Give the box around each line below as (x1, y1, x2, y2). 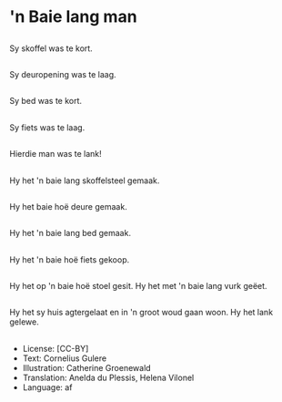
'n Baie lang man (9, 6, 138, 27)
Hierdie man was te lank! (9, 149, 102, 160)
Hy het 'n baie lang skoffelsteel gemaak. (9, 175, 160, 186)
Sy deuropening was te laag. (9, 68, 116, 79)
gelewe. (9, 316, 39, 327)
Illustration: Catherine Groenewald (22, 362, 152, 373)
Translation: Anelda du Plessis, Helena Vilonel (22, 372, 195, 383)
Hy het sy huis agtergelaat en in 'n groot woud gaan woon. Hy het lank (9, 307, 274, 318)
